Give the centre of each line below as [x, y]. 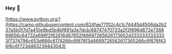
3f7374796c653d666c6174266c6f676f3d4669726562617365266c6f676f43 [86, 41]
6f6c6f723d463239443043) [36, 46]
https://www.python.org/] [34, 19]
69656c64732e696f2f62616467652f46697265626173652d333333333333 [85, 36]
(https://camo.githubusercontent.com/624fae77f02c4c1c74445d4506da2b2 [86, 24]
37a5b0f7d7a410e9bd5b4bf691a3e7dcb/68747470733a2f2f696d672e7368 [85, 30]
